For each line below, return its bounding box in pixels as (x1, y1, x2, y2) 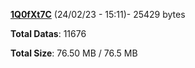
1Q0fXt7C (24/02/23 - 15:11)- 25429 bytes (10, 9, 186, 20)
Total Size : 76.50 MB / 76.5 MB (10, 47, 138, 59)
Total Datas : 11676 (10, 28, 87, 39)
